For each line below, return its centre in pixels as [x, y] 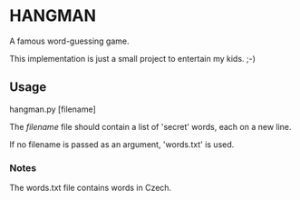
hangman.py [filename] [53, 109]
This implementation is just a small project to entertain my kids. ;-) [133, 58]
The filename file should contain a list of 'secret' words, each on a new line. [150, 126]
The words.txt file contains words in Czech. [91, 188]
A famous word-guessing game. [69, 41]
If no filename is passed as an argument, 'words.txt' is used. [122, 144]
